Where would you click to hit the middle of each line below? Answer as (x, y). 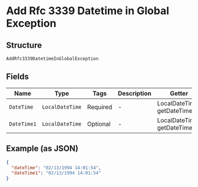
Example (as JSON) (42, 149)
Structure (24, 45)
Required (100, 107)
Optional (99, 124)
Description (134, 93)
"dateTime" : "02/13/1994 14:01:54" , (56, 168)
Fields (18, 77)
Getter (179, 93)
